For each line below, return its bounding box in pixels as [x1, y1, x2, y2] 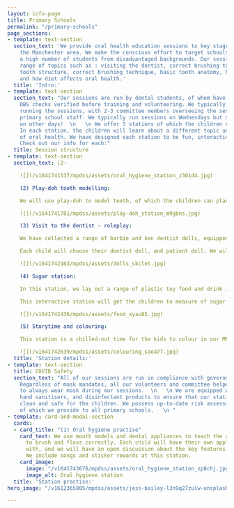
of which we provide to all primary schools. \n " [19, 407, 176, 414]
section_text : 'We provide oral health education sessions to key [13, 43, 210, 50]
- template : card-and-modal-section [7, 413, 114, 420]
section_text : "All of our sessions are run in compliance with [13, 374, 204, 381]
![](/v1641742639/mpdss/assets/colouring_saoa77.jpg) [19, 348, 179, 356]
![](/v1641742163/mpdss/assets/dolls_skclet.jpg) [19, 260, 167, 267]
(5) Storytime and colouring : [19, 323, 108, 330]
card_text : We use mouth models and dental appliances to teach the [19, 433, 223, 440]
